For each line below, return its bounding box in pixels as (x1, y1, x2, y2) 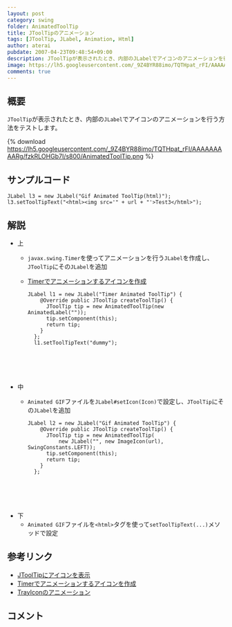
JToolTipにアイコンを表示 (17, 570, 91, 579)
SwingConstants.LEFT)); (27, 444, 97, 451)
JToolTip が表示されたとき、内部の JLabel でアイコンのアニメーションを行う (7, 115, 220, 123)
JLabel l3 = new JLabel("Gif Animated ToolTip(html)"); (7, 193, 171, 200)
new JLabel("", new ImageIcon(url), (58, 437, 164, 445)
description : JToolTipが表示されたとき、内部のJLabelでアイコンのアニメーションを (7, 55, 224, 62)
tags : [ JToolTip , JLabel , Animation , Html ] (7, 36, 135, 43)
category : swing (7, 17, 54, 24)
